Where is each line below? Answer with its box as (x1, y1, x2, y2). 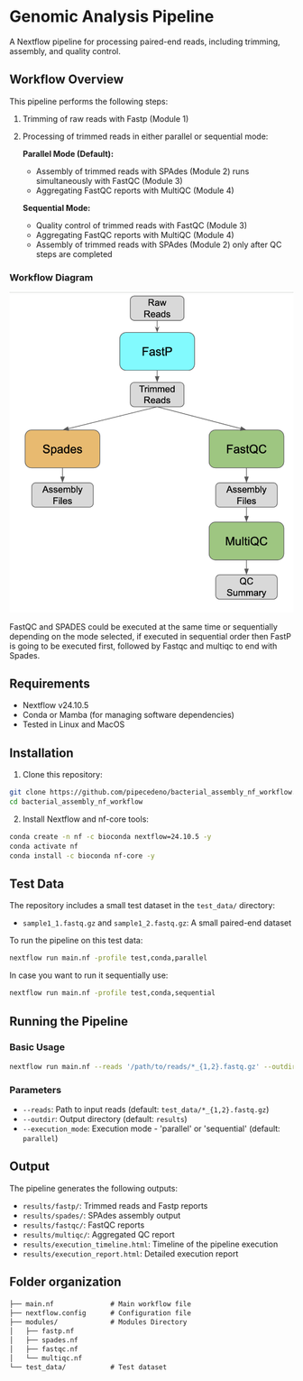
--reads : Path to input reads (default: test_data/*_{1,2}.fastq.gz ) (22, 1104, 270, 1115)
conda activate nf (9, 842, 78, 851)
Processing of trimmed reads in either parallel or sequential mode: (22, 131, 269, 142)
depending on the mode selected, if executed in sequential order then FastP (9, 631, 291, 641)
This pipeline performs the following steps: (9, 96, 169, 106)
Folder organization (9, 1275, 122, 1290)
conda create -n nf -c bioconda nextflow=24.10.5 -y (9, 833, 212, 842)
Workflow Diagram (9, 271, 94, 283)
